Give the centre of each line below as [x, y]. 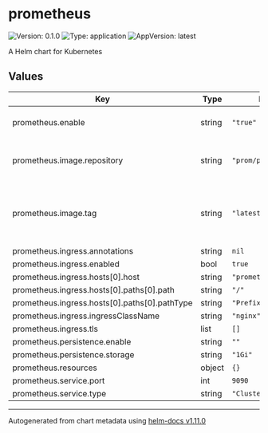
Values [26, 77]
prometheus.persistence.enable [72, 341]
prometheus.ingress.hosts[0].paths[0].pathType [102, 302]
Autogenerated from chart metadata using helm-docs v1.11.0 [107, 420]
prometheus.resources [55, 368]
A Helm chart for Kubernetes [55, 51]
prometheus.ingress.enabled [66, 264]
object [213, 368]
